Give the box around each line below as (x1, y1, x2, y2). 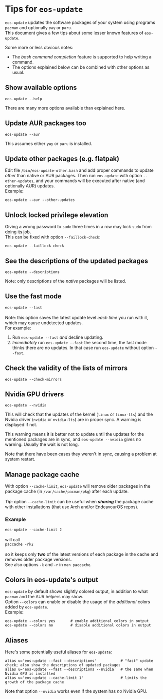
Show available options (5, 84, 77, 92)
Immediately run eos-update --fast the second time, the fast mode (12, 339, 147, 345)
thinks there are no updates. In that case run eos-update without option (12, 345, 154, 350)
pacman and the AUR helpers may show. (5, 594, 84, 600)
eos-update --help (5, 96, 42, 101)
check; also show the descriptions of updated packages (5, 663, 121, 668)
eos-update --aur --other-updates (5, 198, 75, 202)
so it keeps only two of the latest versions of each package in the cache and (5, 551, 159, 557)
